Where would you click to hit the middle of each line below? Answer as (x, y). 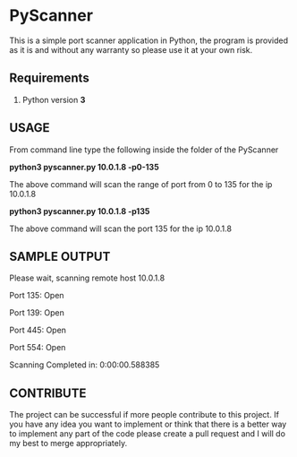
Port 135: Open (37, 296)
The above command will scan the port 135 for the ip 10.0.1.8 (121, 228)
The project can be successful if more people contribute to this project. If (144, 415)
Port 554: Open (38, 348)
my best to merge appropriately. (68, 444)
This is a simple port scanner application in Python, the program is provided (149, 40)
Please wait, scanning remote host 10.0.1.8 (87, 278)
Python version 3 (54, 99)
